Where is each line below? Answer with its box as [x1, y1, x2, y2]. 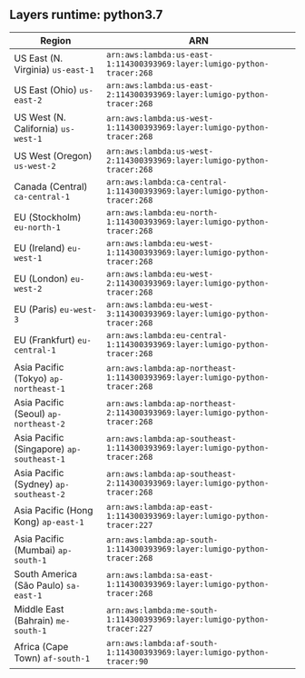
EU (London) [14, 272, 69, 284]
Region [40, 34, 72, 46]
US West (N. [14, 111, 66, 124]
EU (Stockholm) [14, 211, 82, 224]
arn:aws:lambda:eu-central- [105, 330, 228, 340]
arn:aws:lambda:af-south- [105, 638, 219, 648]
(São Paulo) [14, 579, 64, 592]
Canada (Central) [14, 180, 88, 193]
